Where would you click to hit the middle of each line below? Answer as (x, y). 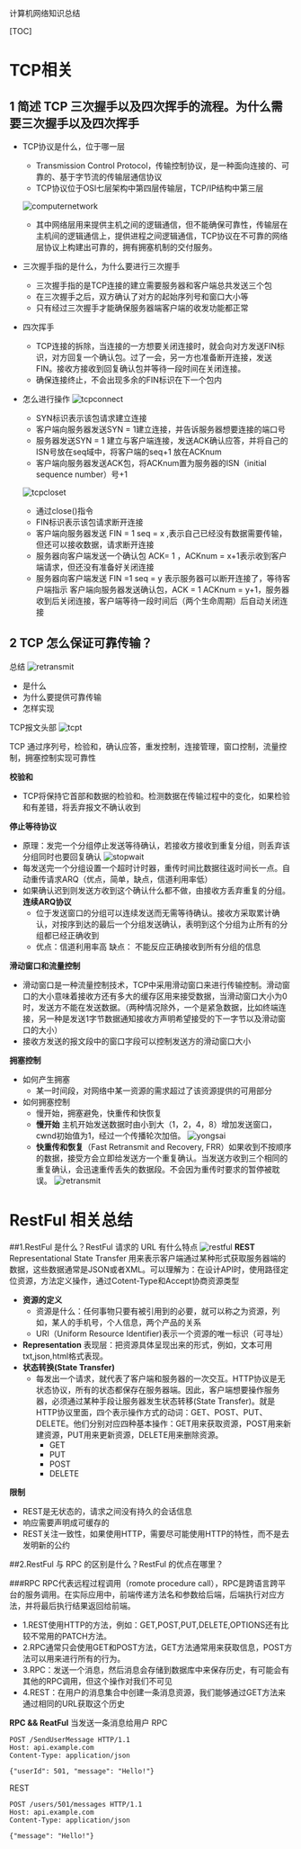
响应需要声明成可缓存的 (66, 1522)
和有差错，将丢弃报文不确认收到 (81, 807)
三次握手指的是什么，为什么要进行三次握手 (101, 266)
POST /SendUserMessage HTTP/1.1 (70, 1739)
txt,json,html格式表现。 (65, 1356)
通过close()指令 (65, 511)
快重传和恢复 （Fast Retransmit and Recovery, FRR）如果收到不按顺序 (164, 1146)
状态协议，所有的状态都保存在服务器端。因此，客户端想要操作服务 (158, 1389)
